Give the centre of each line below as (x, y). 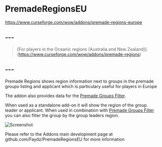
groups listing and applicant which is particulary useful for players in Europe (81, 86)
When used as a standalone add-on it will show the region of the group (76, 105)
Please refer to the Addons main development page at (59, 134)
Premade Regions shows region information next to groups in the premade (79, 81)
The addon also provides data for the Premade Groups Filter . (65, 96)
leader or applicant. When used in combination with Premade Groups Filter (80, 110)
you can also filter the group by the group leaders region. (62, 115)
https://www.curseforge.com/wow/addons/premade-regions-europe (73, 22)
